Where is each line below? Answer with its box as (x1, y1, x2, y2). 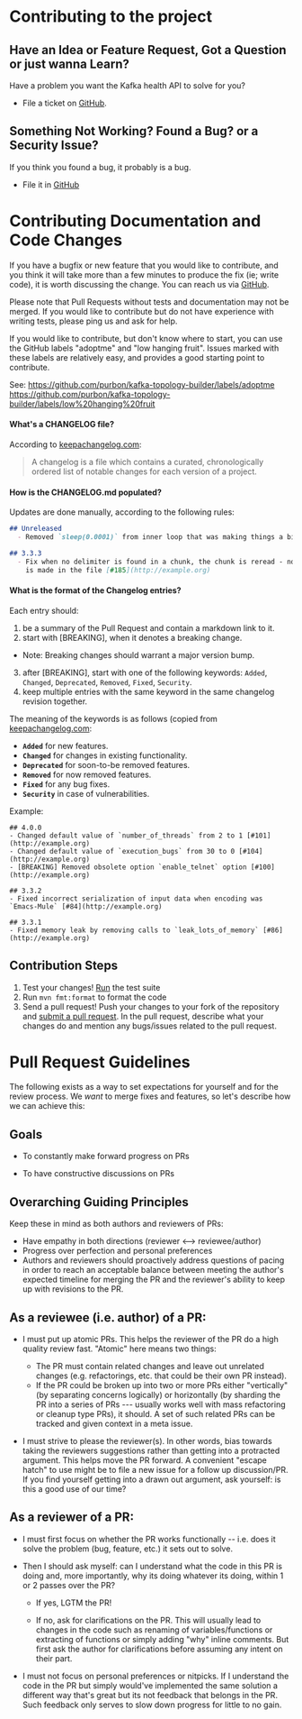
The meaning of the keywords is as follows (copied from (9, 713, 218, 724)
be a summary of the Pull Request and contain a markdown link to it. (22, 622, 275, 633)
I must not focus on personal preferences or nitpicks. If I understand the (22, 1670, 289, 1681)
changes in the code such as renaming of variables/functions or (35, 1624, 273, 1635)
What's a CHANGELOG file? (9, 419, 115, 430)
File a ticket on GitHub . (22, 97, 108, 108)
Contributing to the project (9, 6, 213, 27)
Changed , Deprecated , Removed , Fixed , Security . (22, 676, 192, 687)
